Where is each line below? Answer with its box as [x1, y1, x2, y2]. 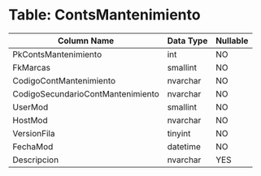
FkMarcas [12, 62, 51, 73]
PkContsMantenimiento [12, 49, 102, 60]
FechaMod [12, 140, 54, 152]
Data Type [167, 35, 208, 46]
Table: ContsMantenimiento [8, 6, 201, 24]
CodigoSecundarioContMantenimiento [12, 88, 160, 99]
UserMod [12, 101, 49, 113]
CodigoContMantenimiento [12, 75, 116, 86]
